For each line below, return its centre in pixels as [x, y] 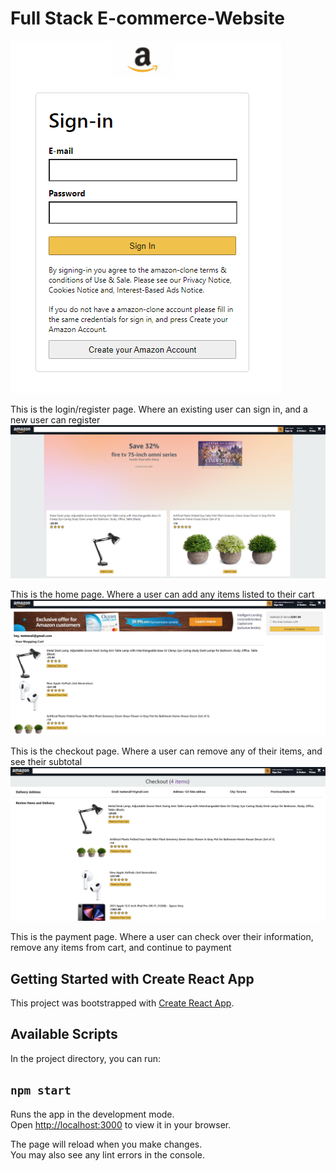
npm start [41, 1090]
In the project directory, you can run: [85, 1058]
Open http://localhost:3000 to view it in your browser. [121, 1124]
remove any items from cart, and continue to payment [121, 948]
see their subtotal [46, 762]
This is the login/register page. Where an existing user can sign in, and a [159, 409]
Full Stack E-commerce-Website [147, 18]
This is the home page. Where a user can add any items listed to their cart [162, 594]
